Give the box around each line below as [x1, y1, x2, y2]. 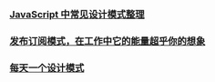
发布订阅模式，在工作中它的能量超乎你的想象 [9, 35, 206, 47]
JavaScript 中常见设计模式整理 [9, 7, 145, 20]
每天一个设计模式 [9, 61, 85, 74]
